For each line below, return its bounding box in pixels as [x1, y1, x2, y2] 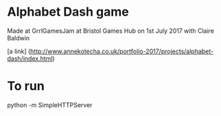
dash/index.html [7, 54, 53, 62]
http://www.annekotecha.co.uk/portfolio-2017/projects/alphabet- [30, 47, 214, 55]
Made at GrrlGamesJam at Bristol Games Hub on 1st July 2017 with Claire [7, 27, 215, 35]
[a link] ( [7, 47, 31, 55]
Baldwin [7, 33, 30, 42]
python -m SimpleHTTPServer [7, 100, 93, 109]
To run [7, 78, 45, 94]
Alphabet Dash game [7, 4, 129, 20]
